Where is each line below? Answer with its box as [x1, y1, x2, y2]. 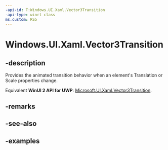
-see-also [5, 120, 37, 128]
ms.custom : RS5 [5, 17, 37, 22]
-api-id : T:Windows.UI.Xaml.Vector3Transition [5, 7, 105, 13]
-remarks [5, 102, 35, 110]
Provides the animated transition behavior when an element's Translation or [5, 72, 163, 79]
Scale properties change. [5, 78, 58, 84]
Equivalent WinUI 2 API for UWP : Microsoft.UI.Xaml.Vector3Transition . [5, 87, 152, 94]
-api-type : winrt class [5, 12, 56, 17]
